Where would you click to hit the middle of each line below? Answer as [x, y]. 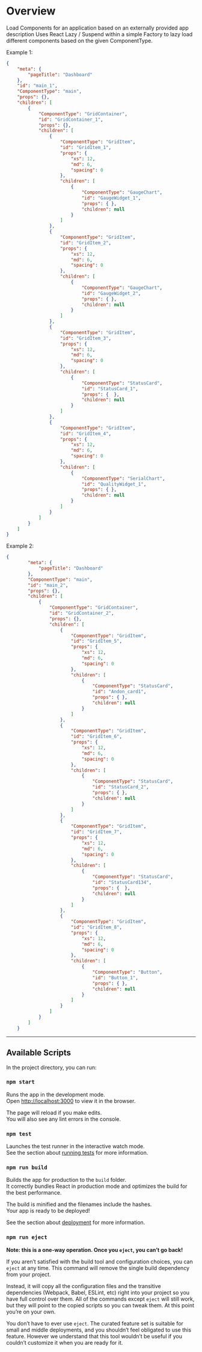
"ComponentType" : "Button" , [127, 973]
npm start [20, 1082]
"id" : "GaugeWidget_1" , [111, 198]
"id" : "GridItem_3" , [86, 338]
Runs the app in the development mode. [56, 1094]
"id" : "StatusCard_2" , [121, 787]
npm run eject [27, 1237]
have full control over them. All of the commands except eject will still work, [100, 1299]
